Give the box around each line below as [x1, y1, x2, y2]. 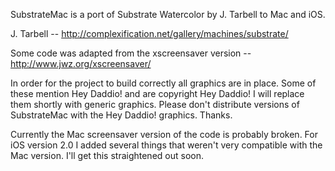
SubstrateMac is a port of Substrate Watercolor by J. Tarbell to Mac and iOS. [10, 9, 326, 20]
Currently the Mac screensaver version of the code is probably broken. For [10, 129, 318, 140]
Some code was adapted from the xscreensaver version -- [10, 47, 252, 59]
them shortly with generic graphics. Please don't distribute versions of [10, 99, 300, 110]
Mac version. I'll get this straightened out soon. [10, 150, 204, 161]
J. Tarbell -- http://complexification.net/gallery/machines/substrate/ [10, 28, 289, 39]
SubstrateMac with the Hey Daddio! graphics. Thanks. [10, 109, 233, 121]
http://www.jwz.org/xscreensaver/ [10, 58, 152, 69]
